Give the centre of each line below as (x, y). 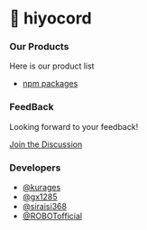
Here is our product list (52, 66)
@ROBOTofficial (52, 216)
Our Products (39, 47)
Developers (35, 168)
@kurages (41, 188)
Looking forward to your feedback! (74, 126)
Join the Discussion (46, 144)
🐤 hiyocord (51, 18)
